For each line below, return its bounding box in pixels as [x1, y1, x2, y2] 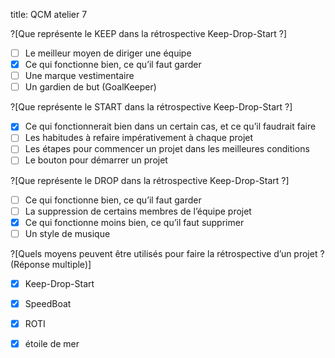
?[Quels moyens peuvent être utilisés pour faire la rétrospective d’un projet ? [10, 247, 325, 259]
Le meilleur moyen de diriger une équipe [24, 47, 192, 59]
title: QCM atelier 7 [10, 9, 88, 20]
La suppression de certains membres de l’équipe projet [24, 205, 252, 217]
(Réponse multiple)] [10, 258, 92, 270]
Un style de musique [24, 227, 111, 239]
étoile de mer [24, 337, 80, 349]
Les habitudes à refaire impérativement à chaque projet [24, 132, 254, 144]
